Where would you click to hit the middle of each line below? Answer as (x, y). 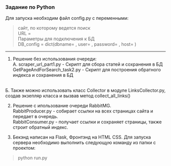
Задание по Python (30, 7)
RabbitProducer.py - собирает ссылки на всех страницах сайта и (83, 111)
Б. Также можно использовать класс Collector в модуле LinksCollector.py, (85, 91)
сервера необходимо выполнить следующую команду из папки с (84, 143)
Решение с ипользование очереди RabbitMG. (62, 106)
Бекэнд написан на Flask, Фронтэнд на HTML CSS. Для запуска (82, 137)
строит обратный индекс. (40, 127)
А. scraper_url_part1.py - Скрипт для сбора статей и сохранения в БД (88, 64)
